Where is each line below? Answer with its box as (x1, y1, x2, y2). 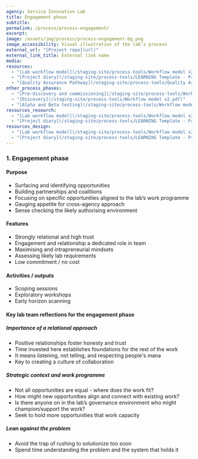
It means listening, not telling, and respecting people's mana (14, 352, 161, 359)
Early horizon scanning (14, 298, 71, 305)
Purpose (6, 169, 28, 176)
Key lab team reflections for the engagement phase (6, 311, 134, 318)
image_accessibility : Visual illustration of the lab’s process (6, 42, 167, 48)
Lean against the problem (6, 425, 71, 432)
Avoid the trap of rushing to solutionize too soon (14, 440, 131, 447)
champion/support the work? (14, 405, 85, 412)
